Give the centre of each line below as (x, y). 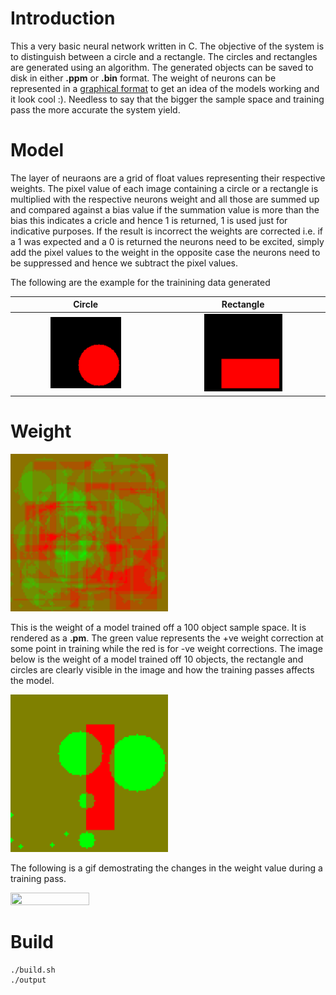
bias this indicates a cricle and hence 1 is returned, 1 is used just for (149, 220)
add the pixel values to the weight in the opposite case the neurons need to (165, 252)
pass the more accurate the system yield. (95, 109)
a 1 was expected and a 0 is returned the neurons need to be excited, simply (167, 241)
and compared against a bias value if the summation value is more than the (165, 209)
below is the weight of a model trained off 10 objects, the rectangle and (157, 659)
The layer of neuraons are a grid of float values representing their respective (168, 178)
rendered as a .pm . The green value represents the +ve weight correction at (167, 638)
